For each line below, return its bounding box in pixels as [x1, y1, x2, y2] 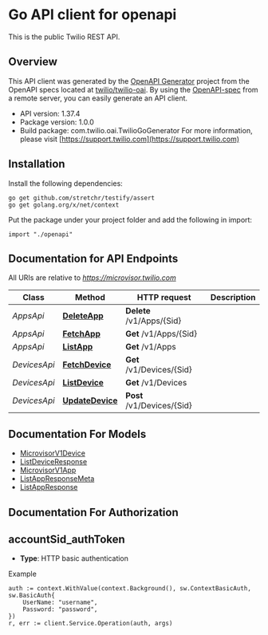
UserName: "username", [22, 598, 98, 607]
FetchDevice [62, 359, 112, 370]
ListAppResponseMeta [19, 474, 95, 483]
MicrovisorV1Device [19, 448, 86, 458]
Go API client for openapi [8, 6, 177, 24]
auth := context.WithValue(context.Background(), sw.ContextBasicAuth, [8, 585, 251, 593]
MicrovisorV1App [19, 465, 77, 475]
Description [210, 292, 256, 303]
